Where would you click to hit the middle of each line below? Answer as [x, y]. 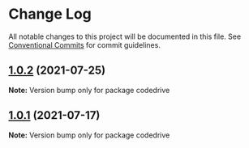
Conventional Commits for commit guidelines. [84, 44]
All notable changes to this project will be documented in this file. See [125, 36]
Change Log [50, 14]
